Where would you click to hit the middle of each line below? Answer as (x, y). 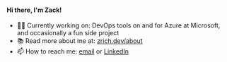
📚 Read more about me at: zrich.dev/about (80, 41)
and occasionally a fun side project (68, 33)
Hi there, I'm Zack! (34, 10)
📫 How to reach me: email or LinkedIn (72, 51)
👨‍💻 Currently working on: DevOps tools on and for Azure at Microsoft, (118, 25)
